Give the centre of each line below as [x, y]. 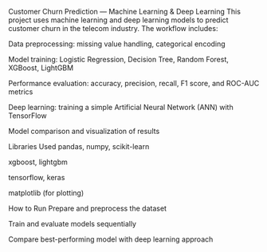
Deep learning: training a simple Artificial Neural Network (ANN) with [121, 107]
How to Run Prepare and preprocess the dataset [88, 208]
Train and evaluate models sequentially [73, 224]
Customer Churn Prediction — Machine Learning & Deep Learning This [125, 12]
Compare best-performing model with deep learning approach [111, 239]
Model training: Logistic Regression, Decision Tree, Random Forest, [119, 59]
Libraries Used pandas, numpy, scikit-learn [79, 146]
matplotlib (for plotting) [46, 193]
